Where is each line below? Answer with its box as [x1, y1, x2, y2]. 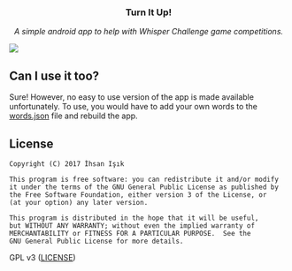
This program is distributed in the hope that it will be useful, [9, 214, 259, 222]
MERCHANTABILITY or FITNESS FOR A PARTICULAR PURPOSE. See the [9, 229, 251, 237]
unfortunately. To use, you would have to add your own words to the [9, 102, 258, 112]
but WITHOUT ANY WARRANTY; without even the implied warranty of [9, 221, 255, 230]
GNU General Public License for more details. [9, 237, 184, 245]
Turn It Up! [125, 6, 173, 19]
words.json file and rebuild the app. [9, 110, 139, 121]
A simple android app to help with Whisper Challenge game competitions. [13, 26, 284, 37]
